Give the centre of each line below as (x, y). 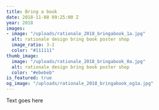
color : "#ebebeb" (33, 73)
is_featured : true (29, 78)
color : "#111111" (33, 51)
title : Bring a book (32, 12)
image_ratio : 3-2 (33, 45)
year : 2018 (20, 23)
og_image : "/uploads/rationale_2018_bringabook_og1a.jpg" (80, 84)
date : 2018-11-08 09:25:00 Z (42, 17)
